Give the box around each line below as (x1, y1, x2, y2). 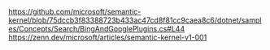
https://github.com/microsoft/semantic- (8, 7, 142, 16)
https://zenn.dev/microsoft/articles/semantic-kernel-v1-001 (8, 32, 207, 42)
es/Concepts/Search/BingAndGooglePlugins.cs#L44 (8, 24, 185, 33)
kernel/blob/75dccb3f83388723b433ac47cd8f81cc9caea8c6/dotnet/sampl (8, 15, 262, 25)
